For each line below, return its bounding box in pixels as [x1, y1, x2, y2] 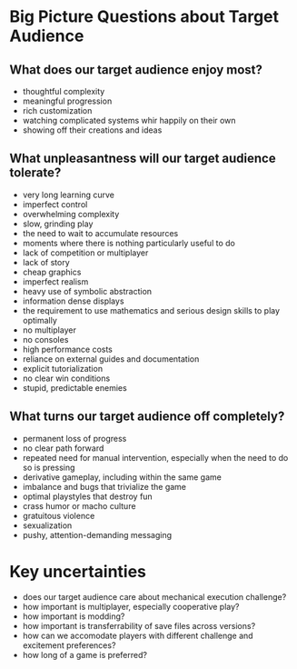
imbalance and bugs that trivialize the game [22, 481, 187, 492]
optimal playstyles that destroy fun [22, 491, 153, 502]
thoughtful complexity [22, 86, 105, 96]
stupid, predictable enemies [22, 382, 127, 393]
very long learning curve [22, 189, 115, 200]
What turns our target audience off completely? [9, 409, 285, 424]
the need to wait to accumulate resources [22, 227, 179, 238]
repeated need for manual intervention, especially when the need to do [22, 452, 289, 463]
